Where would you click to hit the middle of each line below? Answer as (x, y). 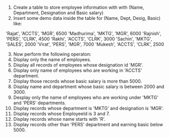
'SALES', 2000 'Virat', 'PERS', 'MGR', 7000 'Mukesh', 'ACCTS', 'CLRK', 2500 (85, 44)
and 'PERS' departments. (40, 103)
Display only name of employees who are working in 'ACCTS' (78, 70)
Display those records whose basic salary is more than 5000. (78, 81)
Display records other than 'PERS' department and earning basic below (88, 125)
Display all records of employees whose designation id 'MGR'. (78, 65)
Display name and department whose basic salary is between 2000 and (89, 87)
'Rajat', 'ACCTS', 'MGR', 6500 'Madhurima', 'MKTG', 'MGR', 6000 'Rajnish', (83, 33)
